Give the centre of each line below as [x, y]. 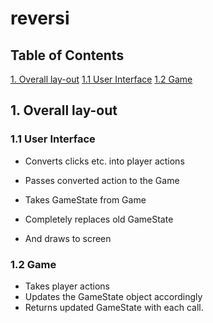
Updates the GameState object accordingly [113, 296]
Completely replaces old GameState [99, 219]
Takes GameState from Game [85, 199]
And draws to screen [68, 238]
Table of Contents [67, 55]
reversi [40, 18]
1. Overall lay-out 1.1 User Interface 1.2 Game [101, 79]
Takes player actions [67, 286]
